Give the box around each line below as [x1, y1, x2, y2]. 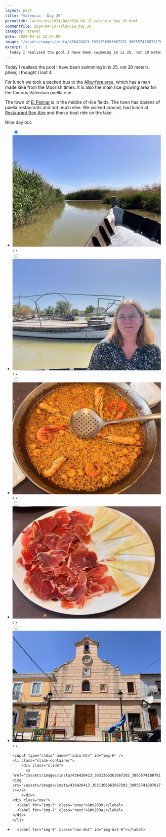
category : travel [5, 29, 41, 34]
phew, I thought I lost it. [5, 69, 53, 75]
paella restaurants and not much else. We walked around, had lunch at [5, 104, 149, 110]
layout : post [5, 8, 32, 13]
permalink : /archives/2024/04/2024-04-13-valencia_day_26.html [5, 18, 138, 23]
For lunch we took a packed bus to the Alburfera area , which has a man [5, 79, 151, 85]
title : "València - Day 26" [5, 13, 63, 18]
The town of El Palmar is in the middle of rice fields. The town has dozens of [5, 99, 161, 105]
